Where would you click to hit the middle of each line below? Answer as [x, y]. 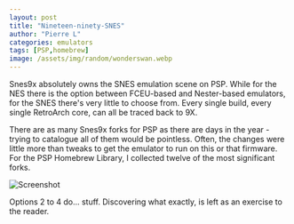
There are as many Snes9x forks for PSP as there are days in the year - [139, 129]
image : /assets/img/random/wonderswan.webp [91, 59]
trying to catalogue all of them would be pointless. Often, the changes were [147, 139]
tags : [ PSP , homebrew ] [49, 51]
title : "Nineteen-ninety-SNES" [67, 26]
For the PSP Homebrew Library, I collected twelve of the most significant [142, 158]
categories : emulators [51, 42]
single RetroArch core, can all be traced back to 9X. [103, 112]
